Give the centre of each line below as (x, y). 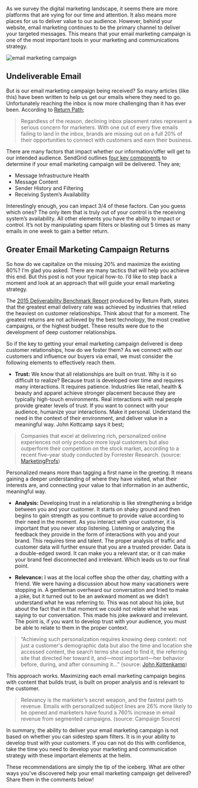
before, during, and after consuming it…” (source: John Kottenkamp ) (104, 664)
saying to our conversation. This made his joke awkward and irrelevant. (101, 615)
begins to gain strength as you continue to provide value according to (99, 515)
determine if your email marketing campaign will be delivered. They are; (94, 164)
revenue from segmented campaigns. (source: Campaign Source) (100, 719)
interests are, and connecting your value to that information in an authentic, (98, 485)
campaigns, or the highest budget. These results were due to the (85, 326)
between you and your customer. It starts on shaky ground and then (97, 509)
